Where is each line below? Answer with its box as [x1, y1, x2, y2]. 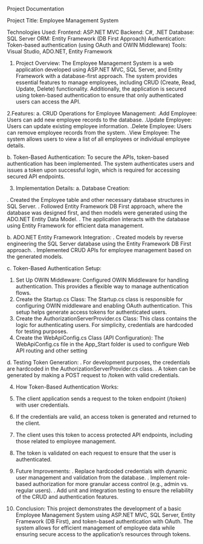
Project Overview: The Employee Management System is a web [15, 60, 174, 66]
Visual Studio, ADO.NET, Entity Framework [7, 48, 112, 55]
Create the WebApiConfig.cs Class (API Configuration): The [15, 334, 164, 341]
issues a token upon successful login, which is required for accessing [7, 166, 180, 173]
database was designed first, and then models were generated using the [7, 209, 188, 216]
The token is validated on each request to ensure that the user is [15, 450, 176, 456]
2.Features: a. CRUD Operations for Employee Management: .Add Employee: [7, 110, 198, 117]
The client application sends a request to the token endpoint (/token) [15, 395, 187, 402]
